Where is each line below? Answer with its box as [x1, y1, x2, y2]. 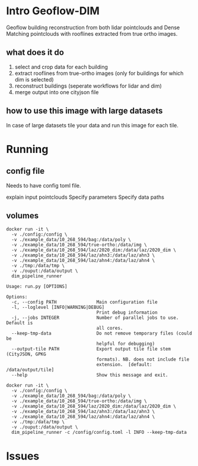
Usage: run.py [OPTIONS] [6, 284, 68, 290]
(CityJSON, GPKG [6, 351, 46, 358]
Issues [6, 449, 40, 462]
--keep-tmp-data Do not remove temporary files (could [11, 330, 193, 337]
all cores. [96, 326, 123, 331]
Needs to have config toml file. [6, 182, 81, 189]
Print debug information [96, 309, 158, 316]
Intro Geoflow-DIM [6, 4, 100, 18]
